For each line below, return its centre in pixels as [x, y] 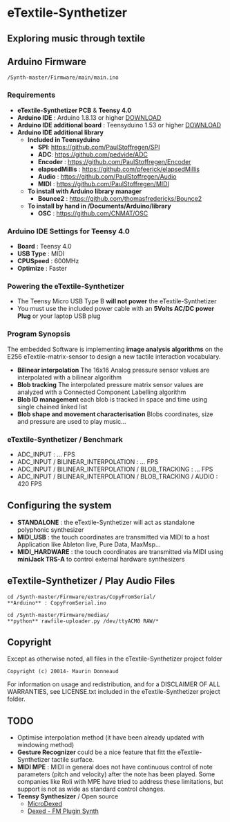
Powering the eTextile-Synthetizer [66, 286]
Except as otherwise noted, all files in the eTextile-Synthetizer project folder [115, 659]
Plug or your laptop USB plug [59, 316]
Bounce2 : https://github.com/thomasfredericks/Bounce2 [120, 198]
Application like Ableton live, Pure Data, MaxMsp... [89, 544]
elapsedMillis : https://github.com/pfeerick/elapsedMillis [119, 169]
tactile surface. [73, 760]
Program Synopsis [39, 334]
